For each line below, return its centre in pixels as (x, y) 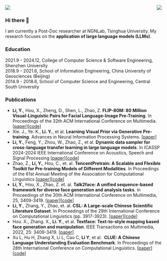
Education (18, 49)
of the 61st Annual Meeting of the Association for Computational (78, 174)
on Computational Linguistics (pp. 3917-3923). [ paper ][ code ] (75, 216)
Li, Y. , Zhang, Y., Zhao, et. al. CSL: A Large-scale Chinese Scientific (83, 205)
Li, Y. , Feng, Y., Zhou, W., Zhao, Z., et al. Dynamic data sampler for (81, 142)
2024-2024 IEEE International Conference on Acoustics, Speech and (83, 152)
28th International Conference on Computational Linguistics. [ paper (82, 248)
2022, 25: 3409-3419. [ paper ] (43, 232)
